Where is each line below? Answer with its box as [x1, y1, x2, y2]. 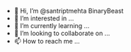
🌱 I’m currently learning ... [13, 22, 90, 30]
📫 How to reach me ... [13, 37, 80, 45]
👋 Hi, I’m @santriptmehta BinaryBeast [13, 7, 124, 15]
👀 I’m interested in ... [13, 14, 74, 22]
